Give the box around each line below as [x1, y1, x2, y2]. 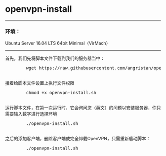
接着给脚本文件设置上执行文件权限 [5, 80, 75, 86]
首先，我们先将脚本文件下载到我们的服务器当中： [5, 55, 105, 61]
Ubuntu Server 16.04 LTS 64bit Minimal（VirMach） [5, 40, 111, 46]
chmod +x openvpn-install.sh [26, 90, 97, 96]
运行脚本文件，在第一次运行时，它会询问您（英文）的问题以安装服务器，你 [5, 105, 157, 111]
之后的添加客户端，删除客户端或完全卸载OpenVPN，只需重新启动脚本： [5, 136, 151, 142]
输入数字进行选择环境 [13, 111, 57, 117]
